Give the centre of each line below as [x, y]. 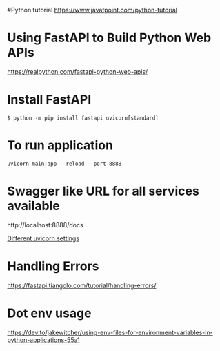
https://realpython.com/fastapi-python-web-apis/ [78, 71]
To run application [60, 145]
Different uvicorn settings [43, 238]
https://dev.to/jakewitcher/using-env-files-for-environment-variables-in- [110, 332]
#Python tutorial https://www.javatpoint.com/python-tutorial [92, 10]
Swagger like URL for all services [103, 191]
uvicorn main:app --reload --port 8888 [64, 164]
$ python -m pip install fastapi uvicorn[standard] [83, 118]
